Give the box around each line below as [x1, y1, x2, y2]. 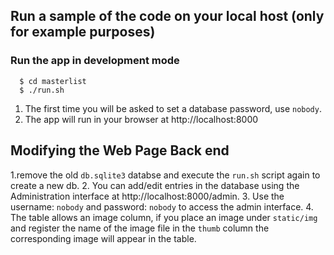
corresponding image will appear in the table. [10, 232, 197, 244]
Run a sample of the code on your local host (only [10, 8, 325, 25]
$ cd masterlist [19, 76, 87, 86]
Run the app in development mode [10, 54, 180, 68]
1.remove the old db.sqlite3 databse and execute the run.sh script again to [10, 169, 321, 181]
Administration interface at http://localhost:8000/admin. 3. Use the [10, 190, 285, 202]
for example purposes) [10, 24, 156, 41]
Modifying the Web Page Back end [10, 142, 230, 159]
